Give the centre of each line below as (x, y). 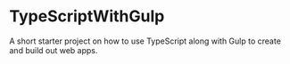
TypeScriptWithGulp (87, 16)
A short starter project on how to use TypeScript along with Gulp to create (145, 41)
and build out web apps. (54, 50)
